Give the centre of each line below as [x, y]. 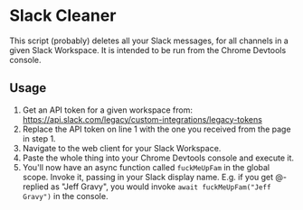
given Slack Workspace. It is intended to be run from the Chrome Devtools [148, 50]
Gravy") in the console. [65, 196]
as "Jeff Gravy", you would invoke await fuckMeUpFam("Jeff [161, 187]
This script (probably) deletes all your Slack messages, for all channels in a [149, 41]
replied [36, 187]
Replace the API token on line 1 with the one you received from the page [156, 129]
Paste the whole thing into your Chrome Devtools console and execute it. [158, 158]
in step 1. [39, 138]
